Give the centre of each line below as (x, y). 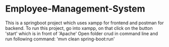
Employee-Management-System (75, 9)
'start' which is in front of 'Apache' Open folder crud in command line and (81, 33)
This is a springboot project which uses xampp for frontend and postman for (84, 23)
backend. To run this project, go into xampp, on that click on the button (79, 28)
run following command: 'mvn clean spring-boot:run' (60, 39)
